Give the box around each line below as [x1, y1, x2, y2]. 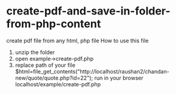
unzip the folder [15, 48, 55, 55]
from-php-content [6, 17, 101, 31]
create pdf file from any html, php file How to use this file [6, 37, 149, 44]
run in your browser [93, 74, 144, 81]
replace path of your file [15, 61, 76, 69]
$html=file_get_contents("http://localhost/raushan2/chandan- [15, 67, 170, 75]
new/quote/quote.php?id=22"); [15, 74, 93, 81]
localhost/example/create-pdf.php [15, 80, 101, 88]
